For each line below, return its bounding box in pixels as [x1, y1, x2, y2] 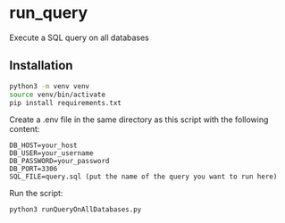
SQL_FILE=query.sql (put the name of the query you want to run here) [9, 172, 278, 181]
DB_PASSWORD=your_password [9, 157, 110, 166]
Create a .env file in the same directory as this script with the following [9, 114, 269, 125]
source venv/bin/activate [9, 90, 105, 99]
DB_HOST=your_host [9, 141, 78, 150]
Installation [9, 58, 73, 73]
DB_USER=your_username [9, 149, 94, 158]
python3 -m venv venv [9, 81, 90, 91]
